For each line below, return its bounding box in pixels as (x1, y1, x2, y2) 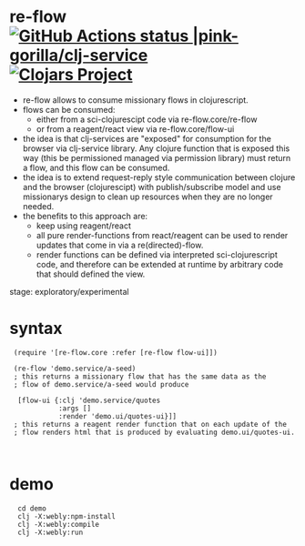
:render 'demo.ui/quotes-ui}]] (57, 411, 178, 420)
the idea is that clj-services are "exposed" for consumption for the (22, 133, 271, 144)
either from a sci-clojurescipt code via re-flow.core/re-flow (36, 114, 258, 125)
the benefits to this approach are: (22, 210, 148, 221)
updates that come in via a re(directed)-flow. (36, 239, 204, 250)
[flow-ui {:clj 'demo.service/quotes (17, 396, 161, 405)
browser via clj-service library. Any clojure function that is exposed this (22, 143, 290, 154)
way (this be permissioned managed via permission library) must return (22, 152, 291, 163)
